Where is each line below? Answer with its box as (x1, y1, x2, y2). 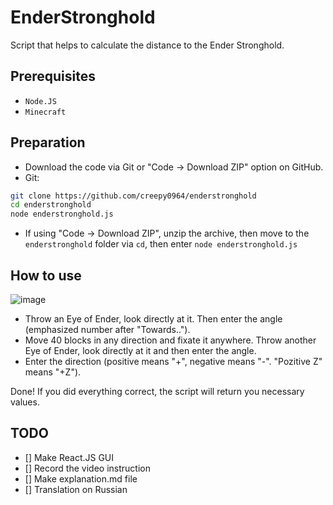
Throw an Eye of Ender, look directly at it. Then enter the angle (24, 313, 283, 325)
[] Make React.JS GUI (24, 451, 115, 463)
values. (10, 396, 40, 408)
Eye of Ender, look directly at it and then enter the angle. (24, 345, 257, 356)
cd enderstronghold (10, 200, 92, 210)
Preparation (10, 134, 86, 151)
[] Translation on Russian (24, 483, 128, 495)
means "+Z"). (24, 366, 82, 378)
